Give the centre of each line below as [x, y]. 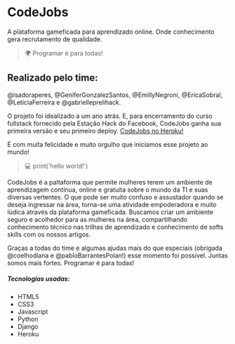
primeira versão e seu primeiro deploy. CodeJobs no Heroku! [95, 131]
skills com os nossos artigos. [49, 234]
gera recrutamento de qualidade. [55, 39]
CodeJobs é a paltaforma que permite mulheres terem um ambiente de [110, 182]
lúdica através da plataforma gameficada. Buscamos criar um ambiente [110, 212]
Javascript [33, 311]
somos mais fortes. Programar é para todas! [71, 263]
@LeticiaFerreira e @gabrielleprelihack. [64, 102]
